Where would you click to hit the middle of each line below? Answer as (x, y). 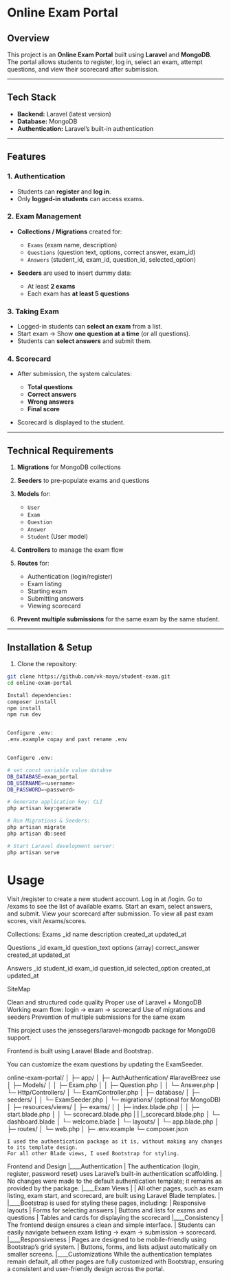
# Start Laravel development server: (61, 846)
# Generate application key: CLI (55, 802)
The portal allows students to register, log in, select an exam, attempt (105, 62)
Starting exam (47, 591)
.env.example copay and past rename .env (67, 740)
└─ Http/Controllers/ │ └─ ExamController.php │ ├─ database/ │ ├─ (103, 1093)
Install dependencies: (40, 695)
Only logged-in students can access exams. (80, 198)
